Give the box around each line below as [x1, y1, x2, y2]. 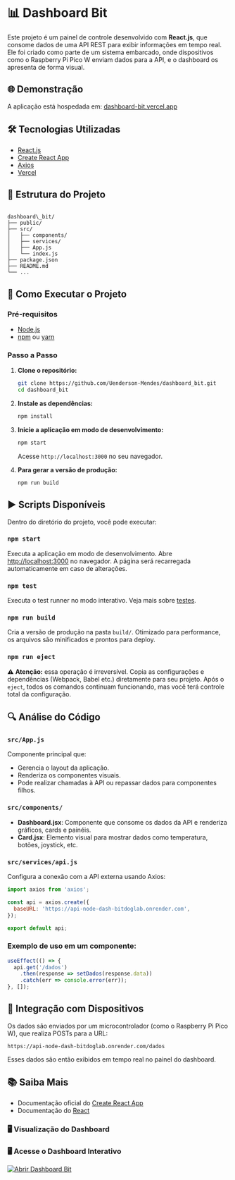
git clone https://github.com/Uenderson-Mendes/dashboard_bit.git [17, 380, 217, 387]
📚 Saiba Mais [7, 1076, 69, 1088]
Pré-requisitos [7, 309, 58, 319]
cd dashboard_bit [17, 386, 69, 394]
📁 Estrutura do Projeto [7, 188, 106, 200]
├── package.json [7, 257, 58, 264]
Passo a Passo [7, 350, 58, 359]
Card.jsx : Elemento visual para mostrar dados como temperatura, [17, 832, 208, 842]
